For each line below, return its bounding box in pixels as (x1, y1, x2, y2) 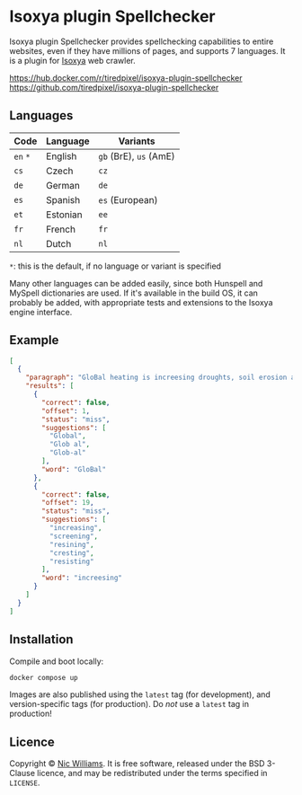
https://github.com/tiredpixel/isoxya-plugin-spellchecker (9, 82, 219, 93)
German (46, 179, 81, 191)
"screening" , (49, 532, 99, 541)
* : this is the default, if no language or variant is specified (9, 261, 222, 271)
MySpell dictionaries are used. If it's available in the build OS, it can (9, 287, 259, 298)
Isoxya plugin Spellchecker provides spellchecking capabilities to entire (9, 36, 274, 47)
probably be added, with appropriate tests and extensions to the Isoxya (9, 296, 273, 307)
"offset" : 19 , (41, 499, 94, 508)
